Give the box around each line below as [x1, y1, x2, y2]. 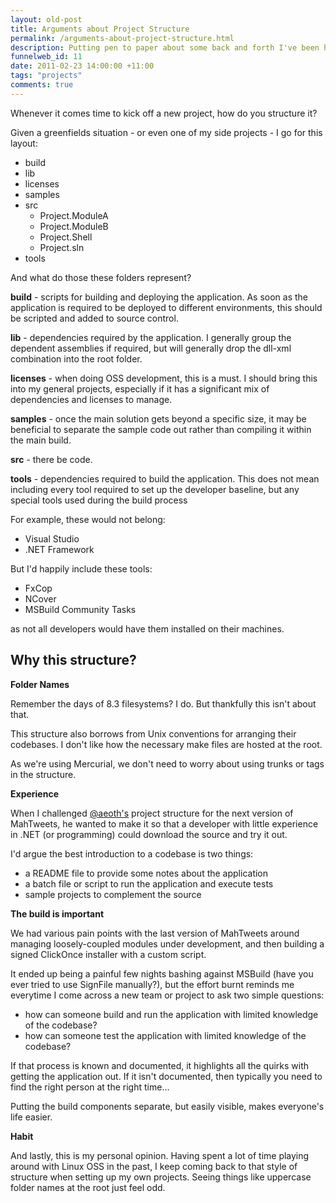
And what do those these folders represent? [10, 271, 192, 283]
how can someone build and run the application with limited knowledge [24, 1008, 319, 1020]
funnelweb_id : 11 [10, 52, 83, 62]
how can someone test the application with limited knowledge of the [24, 1029, 307, 1041]
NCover [24, 592, 57, 605]
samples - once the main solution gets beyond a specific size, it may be [10, 412, 307, 425]
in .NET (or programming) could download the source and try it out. [10, 828, 288, 840]
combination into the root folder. [10, 352, 143, 365]
